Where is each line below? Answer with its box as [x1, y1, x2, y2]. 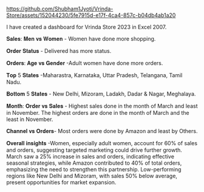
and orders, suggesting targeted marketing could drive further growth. [6, 146, 182, 154]
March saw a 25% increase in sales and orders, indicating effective [6, 153, 175, 160]
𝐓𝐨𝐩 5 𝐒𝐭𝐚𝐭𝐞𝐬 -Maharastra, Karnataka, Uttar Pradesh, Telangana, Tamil [6, 72, 183, 78]
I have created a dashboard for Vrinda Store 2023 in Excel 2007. [6, 24, 167, 30]
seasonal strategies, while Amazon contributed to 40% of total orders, [6, 159, 182, 166]
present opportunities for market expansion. [6, 179, 117, 186]
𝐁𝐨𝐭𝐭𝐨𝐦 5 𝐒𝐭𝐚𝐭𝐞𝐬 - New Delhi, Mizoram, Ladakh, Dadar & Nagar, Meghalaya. [6, 91, 196, 97]
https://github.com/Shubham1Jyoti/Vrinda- [6, 5, 114, 12]
